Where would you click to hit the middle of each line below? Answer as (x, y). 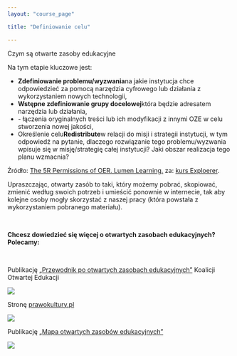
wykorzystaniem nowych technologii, (72, 96)
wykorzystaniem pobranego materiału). (65, 206)
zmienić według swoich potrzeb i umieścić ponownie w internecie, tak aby (116, 192)
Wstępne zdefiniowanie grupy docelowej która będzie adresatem (114, 103)
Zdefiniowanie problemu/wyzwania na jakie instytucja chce (106, 81)
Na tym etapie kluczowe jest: (50, 67)
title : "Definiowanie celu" (49, 27)
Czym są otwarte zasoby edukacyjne (62, 53)
